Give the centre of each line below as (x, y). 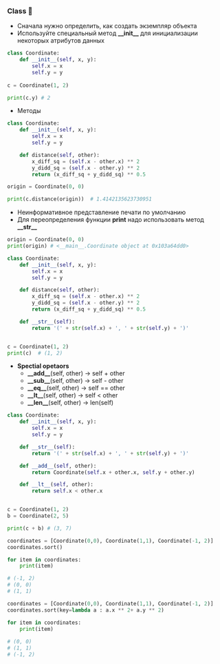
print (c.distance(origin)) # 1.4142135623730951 (80, 199)
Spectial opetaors (43, 366)
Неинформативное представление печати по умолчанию (101, 212)
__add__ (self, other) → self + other (76, 373)
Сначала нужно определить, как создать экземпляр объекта (107, 26)
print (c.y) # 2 (29, 98)
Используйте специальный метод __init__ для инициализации (107, 33)
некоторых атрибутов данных (61, 41)
